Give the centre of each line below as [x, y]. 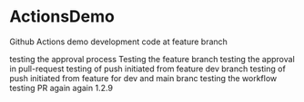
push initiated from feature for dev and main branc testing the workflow [143, 78]
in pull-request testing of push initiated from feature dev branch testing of [148, 69]
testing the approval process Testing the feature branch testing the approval [152, 59]
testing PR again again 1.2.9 [61, 88]
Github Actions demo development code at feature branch [118, 42]
